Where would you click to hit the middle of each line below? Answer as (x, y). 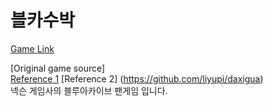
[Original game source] (58, 68)
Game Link (32, 48)
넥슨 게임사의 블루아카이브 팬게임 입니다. (89, 90)
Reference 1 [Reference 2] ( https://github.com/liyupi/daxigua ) (137, 78)
